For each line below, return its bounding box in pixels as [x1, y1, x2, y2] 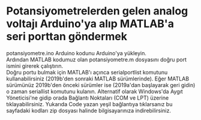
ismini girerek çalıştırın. [6, 62, 64, 70]
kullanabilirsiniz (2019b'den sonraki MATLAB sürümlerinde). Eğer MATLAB [6, 75, 190, 82]
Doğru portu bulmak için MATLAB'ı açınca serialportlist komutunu [6, 68, 168, 76]
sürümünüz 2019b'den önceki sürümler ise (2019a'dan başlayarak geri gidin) [6, 81, 196, 88]
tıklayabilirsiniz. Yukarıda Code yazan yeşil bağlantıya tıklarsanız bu [6, 100, 173, 107]
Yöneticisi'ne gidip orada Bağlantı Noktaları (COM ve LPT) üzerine [6, 94, 169, 101]
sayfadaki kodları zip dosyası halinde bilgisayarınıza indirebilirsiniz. [6, 107, 172, 114]
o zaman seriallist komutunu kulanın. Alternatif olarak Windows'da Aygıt [6, 88, 183, 95]
